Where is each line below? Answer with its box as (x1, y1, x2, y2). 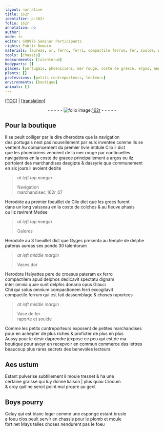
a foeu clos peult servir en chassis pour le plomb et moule (5, 416, 122, 422)
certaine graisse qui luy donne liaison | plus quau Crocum (5, 379, 121, 385)
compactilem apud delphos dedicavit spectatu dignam (5, 276, 115, 282)
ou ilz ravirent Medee (5, 209, 48, 215)
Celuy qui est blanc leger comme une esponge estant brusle (5, 411, 126, 416)
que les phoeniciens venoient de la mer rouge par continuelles (5, 150, 131, 156)
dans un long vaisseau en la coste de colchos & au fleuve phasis (5, 204, 135, 210)
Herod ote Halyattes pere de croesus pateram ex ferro (5, 271, 113, 277)
